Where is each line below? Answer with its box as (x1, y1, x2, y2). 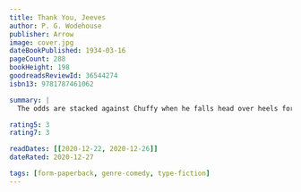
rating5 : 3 (9, 120, 50, 129)
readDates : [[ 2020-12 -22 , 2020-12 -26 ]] (9, 145, 159, 154)
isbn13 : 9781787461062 (9, 79, 94, 88)
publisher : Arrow (9, 29, 74, 38)
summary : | (9, 96, 50, 104)
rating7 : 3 (9, 129, 50, 138)
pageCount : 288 (9, 54, 66, 63)
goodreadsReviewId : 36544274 (9, 71, 118, 80)
